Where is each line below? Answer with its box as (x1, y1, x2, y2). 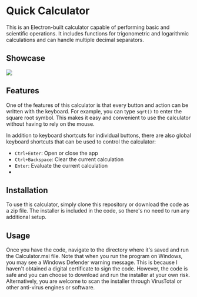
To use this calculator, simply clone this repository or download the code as (6, 201, 189, 208)
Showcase (6, 53, 46, 63)
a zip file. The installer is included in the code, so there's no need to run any (6, 207, 190, 214)
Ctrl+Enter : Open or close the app (14, 149, 98, 156)
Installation (6, 185, 48, 195)
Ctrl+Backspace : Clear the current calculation (14, 155, 124, 163)
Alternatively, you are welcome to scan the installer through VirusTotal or (6, 278, 182, 285)
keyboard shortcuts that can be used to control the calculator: (6, 138, 156, 145)
